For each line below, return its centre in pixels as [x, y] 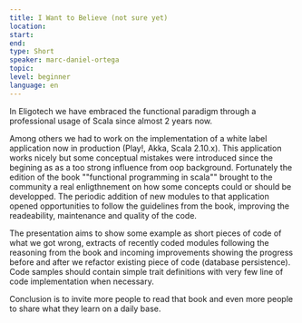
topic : [22, 69]
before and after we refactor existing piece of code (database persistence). [150, 262]
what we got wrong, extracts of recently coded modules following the [139, 242]
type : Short [32, 52]
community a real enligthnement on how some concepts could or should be [151, 186]
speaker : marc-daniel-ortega [64, 60]
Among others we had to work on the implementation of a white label [138, 138]
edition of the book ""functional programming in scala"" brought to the [141, 177]
